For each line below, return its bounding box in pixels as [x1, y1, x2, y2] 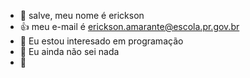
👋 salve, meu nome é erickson [19, 10, 145, 21]
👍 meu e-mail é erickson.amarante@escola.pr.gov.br [19, 21, 240, 32]
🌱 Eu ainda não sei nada [19, 46, 120, 57]
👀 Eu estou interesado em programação [19, 35, 184, 47]
